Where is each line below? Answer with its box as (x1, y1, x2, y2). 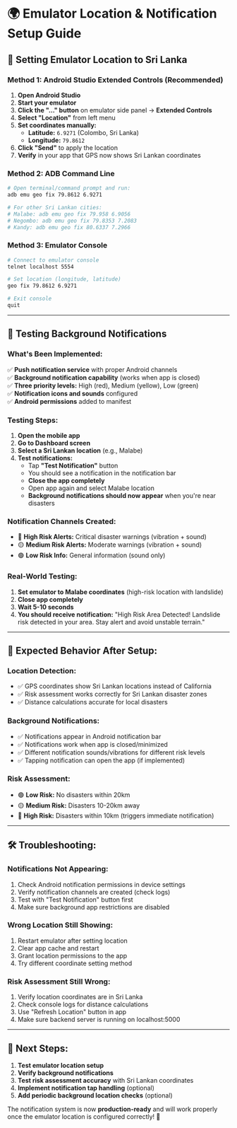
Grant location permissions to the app (17, 951, 128, 960)
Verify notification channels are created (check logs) (17, 888, 171, 896)
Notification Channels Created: (7, 516, 116, 526)
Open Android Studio (17, 91, 81, 99)
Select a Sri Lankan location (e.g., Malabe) (17, 446, 143, 455)
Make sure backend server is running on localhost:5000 (17, 1016, 181, 1024)
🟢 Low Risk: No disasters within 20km (17, 790, 130, 799)
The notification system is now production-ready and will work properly (7, 1105, 218, 1113)
